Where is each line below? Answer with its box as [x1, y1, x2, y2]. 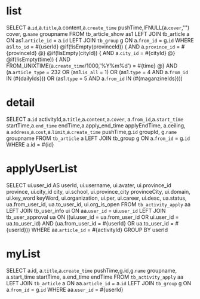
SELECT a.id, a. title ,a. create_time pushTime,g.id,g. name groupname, [6, 267, 177, 274]
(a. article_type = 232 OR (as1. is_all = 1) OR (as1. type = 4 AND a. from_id [6, 68, 189, 75]
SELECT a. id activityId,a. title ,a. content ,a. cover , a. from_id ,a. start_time [6, 115, 184, 123]
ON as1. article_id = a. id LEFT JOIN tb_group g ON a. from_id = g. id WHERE [6, 36, 194, 44]
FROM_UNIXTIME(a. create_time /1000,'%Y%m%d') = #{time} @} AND [6, 62, 178, 69]
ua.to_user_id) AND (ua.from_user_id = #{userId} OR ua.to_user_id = [6, 219, 174, 227]
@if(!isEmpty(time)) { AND [6, 56, 70, 63]
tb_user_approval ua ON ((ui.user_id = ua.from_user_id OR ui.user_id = [6, 213, 179, 221]
